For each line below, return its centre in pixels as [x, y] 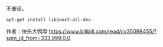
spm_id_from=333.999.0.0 [38, 38]
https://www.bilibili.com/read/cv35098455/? [103, 31]
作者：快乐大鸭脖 [27, 31]
